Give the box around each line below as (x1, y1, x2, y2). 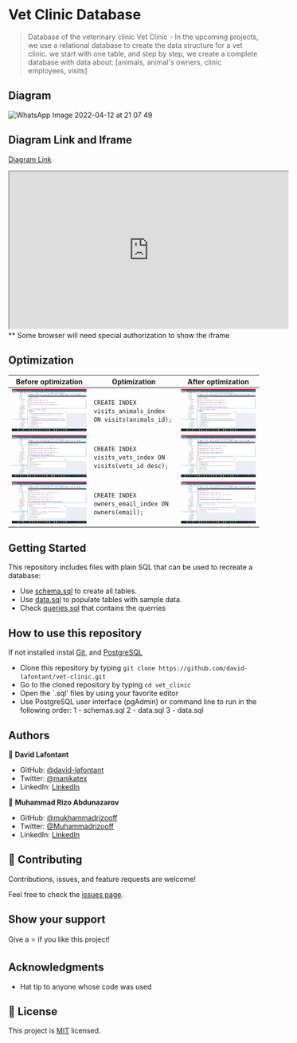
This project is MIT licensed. (8, 1026, 101, 1036)
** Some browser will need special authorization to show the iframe (8, 330, 230, 340)
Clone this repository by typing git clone (19, 663, 155, 673)
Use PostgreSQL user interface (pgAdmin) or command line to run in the (19, 697, 257, 706)
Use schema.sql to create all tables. (19, 586, 138, 596)
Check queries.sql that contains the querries (19, 604, 166, 613)
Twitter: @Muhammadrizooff (19, 821, 114, 831)
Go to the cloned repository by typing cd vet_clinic (19, 680, 191, 690)
